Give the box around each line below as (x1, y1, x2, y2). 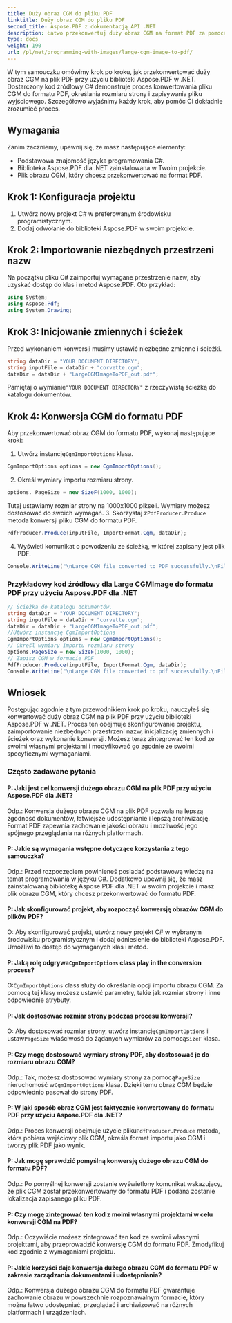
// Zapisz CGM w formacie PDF (7, 655, 95, 661)
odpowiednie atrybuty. (7, 996, 71, 1004)
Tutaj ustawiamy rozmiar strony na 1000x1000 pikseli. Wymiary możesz (7, 501, 211, 509)
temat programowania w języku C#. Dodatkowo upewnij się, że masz (7, 875, 204, 883)
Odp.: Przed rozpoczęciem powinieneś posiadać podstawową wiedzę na (7, 867, 214, 875)
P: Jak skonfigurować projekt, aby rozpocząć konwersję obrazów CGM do (7, 905, 224, 913)
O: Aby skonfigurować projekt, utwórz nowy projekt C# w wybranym (7, 928, 202, 936)
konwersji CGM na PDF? (7, 1217, 78, 1225)
